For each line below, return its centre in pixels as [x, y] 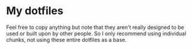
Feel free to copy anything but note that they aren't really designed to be [95, 27]
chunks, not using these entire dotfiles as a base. [66, 40]
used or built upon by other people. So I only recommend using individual [96, 33]
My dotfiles [35, 11]
